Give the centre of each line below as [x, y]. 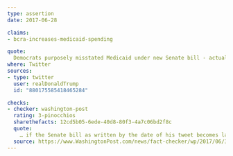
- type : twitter [31, 77]
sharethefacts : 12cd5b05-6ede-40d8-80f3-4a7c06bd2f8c [93, 122]
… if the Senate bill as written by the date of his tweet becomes [119, 135]
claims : [18, 33]
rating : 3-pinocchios [45, 116]
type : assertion [31, 14]
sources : [20, 71]
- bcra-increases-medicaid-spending [60, 39]
